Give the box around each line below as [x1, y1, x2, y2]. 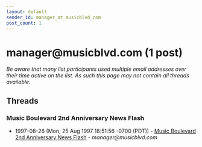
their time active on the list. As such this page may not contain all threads [6, 72, 190, 79]
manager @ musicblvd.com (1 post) [6, 46, 183, 59]
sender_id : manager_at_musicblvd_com [6, 14, 101, 20]
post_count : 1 [6, 20, 42, 26]
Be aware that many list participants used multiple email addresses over [6, 65, 187, 73]
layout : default [6, 8, 47, 15]
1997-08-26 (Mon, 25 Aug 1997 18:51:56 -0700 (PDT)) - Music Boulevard [14, 127, 196, 134]
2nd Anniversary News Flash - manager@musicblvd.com [14, 134, 158, 141]
